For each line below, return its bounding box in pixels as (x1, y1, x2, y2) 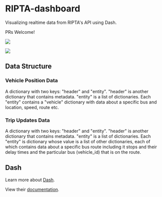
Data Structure (5, 62, 52, 71)
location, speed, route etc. (5, 104, 59, 110)
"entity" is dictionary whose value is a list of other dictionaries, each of (5, 138, 151, 144)
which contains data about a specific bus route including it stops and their (5, 144, 157, 150)
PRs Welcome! (5, 29, 35, 35)
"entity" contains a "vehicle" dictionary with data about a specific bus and (5, 99, 157, 105)
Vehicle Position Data (5, 77, 58, 84)
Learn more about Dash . (5, 177, 55, 183)
